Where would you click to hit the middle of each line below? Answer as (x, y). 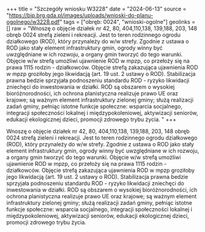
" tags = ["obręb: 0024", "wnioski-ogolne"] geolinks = (128, 22)
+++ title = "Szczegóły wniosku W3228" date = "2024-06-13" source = (96, 9)
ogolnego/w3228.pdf (33, 22)
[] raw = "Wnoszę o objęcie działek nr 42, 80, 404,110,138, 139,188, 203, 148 (102, 28)
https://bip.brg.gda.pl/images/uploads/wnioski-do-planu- (81, 15)
